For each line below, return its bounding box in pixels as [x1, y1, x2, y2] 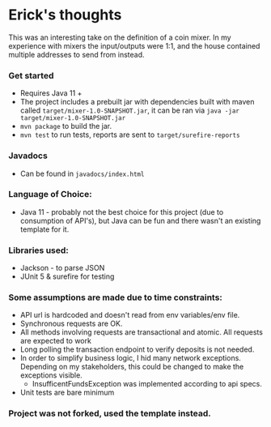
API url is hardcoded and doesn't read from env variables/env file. [19, 310, 240, 320]
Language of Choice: [8, 189, 92, 200]
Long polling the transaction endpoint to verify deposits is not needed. [19, 344, 255, 354]
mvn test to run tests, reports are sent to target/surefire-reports [19, 130, 240, 139]
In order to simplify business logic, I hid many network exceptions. [19, 353, 241, 363]
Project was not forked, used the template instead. [8, 408, 212, 419]
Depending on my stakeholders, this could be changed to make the [19, 362, 244, 372]
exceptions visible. [19, 370, 83, 380]
